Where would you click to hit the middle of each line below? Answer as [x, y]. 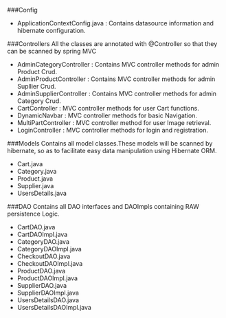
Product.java [35, 179]
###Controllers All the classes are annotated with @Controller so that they [112, 44]
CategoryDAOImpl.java [49, 249]
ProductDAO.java [41, 271]
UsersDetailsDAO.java [48, 300]
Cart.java [30, 164]
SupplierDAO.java [42, 285]
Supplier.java [35, 186]
